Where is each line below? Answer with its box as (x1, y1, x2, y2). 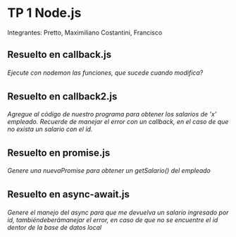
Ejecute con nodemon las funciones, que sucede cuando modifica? (7, 68, 204, 77)
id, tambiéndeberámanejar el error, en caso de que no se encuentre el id (7, 215, 218, 224)
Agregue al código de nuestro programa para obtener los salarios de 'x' (7, 110, 217, 119)
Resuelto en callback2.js (7, 90, 118, 102)
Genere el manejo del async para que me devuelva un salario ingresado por (7, 208, 229, 217)
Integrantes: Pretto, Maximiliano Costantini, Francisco (7, 28, 163, 37)
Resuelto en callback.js (7, 49, 112, 61)
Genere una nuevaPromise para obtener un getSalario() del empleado (7, 166, 211, 175)
